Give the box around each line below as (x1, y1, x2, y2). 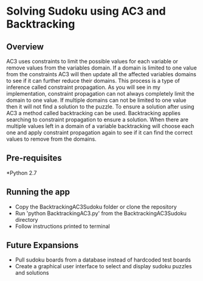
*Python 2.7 (6, 169, 37, 176)
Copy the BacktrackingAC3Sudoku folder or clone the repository (15, 203, 177, 210)
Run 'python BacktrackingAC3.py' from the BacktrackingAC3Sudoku (15, 209, 187, 217)
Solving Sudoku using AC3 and (6, 4, 166, 18)
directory (15, 216, 38, 223)
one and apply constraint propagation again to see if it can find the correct (6, 129, 193, 136)
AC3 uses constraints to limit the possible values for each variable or (6, 58, 178, 65)
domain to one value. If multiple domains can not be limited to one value (6, 96, 187, 104)
